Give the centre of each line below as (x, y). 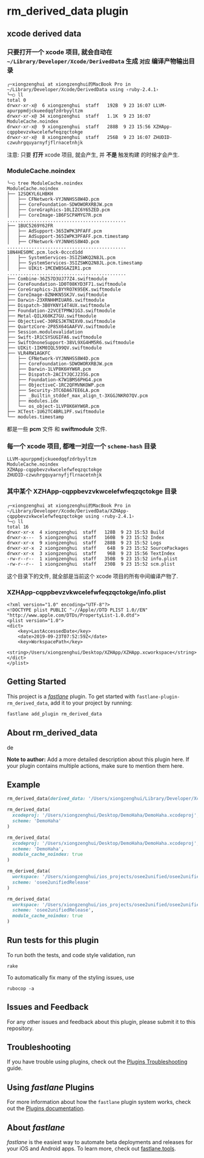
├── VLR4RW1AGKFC (29, 353)
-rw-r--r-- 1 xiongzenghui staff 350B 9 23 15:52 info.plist (92, 559)
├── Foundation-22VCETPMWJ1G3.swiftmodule (61, 311)
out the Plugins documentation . (46, 1108)
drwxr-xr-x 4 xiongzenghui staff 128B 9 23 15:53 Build (86, 532)
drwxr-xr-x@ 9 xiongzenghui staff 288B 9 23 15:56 (79, 127)
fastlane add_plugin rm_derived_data (54, 714)
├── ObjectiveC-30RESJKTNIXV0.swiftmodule (61, 322)
